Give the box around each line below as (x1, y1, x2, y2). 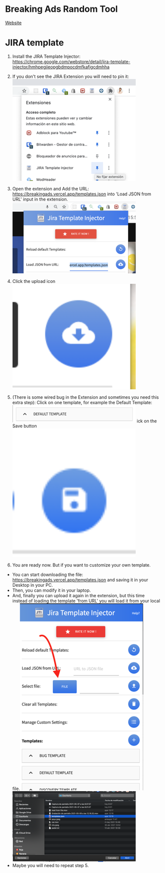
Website (5, 20, 22, 26)
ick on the (136, 418, 157, 424)
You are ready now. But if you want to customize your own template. (12, 562, 151, 568)
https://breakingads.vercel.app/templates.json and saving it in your (12, 577, 149, 583)
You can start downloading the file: (12, 571, 84, 578)
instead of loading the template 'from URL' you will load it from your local (12, 598, 160, 604)
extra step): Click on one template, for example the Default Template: (12, 399, 153, 405)
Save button (12, 423, 37, 429)
